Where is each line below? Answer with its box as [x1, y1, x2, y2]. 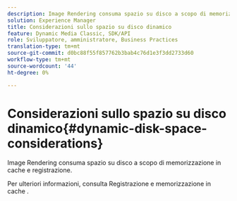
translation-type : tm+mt [7, 43, 80, 50]
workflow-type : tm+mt [7, 56, 71, 63]
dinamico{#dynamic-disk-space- [7, 120, 207, 136]
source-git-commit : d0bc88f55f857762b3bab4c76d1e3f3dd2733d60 [7, 50, 194, 57]
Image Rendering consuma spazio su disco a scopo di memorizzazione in [7, 159, 221, 167]
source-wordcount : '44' [7, 63, 78, 70]
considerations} [7, 135, 104, 151]
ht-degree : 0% [7, 69, 49, 76]
